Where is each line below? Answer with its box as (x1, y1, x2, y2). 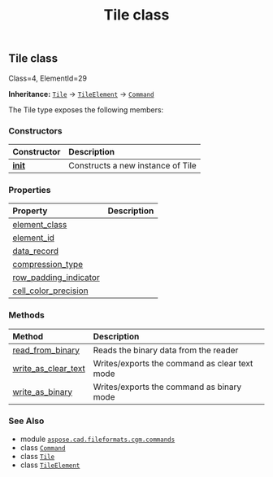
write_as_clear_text (12, 362, 85, 374)
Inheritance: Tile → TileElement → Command (8, 89, 154, 98)
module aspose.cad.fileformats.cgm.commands (19, 434, 175, 444)
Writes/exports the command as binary (93, 381, 242, 392)
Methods (8, 309, 45, 321)
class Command (19, 442, 66, 453)
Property (12, 205, 48, 217)
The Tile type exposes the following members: (8, 104, 164, 115)
